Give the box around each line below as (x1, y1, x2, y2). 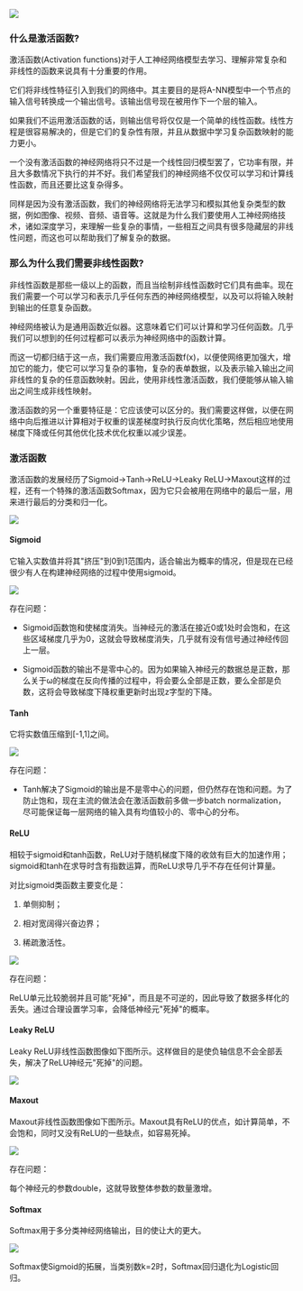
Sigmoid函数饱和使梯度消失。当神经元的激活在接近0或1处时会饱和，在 (22, 622, 282, 633)
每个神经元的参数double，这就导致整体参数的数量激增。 (9, 1182, 217, 1194)
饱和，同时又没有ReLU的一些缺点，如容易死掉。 (16, 1127, 196, 1138)
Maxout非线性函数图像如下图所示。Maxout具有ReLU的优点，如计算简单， (9, 1116, 282, 1127)
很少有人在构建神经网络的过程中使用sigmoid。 (9, 567, 181, 578)
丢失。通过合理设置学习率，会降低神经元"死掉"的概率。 (9, 1003, 215, 1014)
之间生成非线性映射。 (16, 385, 96, 396)
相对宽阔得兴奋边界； (22, 918, 102, 929)
